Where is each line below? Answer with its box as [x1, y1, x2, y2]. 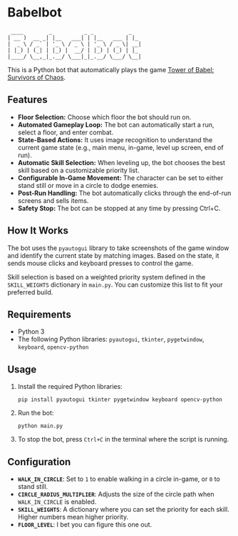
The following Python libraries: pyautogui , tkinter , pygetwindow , [17, 335, 205, 344]
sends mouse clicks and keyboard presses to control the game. [7, 259, 194, 267]
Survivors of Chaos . [7, 73, 66, 81]
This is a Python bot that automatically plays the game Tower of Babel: [7, 65, 214, 74]
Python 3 [17, 327, 45, 336]
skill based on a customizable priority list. [17, 166, 140, 174]
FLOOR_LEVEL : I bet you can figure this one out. [17, 520, 152, 529]
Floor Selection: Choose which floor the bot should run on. [17, 112, 192, 121]
